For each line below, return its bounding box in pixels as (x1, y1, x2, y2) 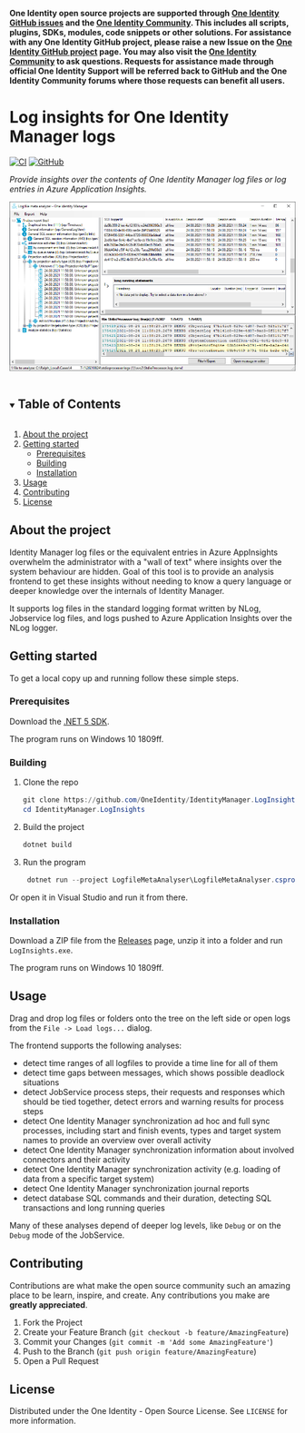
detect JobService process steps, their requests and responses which (22, 1086, 286, 1097)
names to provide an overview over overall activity (22, 1134, 212, 1145)
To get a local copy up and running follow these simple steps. (9, 672, 239, 684)
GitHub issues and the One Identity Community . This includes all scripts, (9, 17, 289, 28)
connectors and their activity (22, 1153, 131, 1165)
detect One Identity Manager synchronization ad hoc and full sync (22, 1115, 271, 1126)
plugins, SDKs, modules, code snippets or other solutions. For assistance (9, 27, 292, 37)
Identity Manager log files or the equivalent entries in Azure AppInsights (9, 547, 279, 558)
